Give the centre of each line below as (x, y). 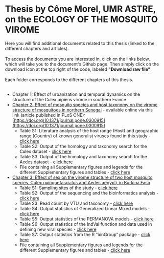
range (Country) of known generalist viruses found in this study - (85, 136)
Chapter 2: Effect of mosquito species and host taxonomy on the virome (85, 105)
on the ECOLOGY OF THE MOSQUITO (82, 19)
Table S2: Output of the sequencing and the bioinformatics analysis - (89, 193)
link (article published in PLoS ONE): (49, 115)
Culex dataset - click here (46, 151)
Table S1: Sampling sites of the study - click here (69, 188)
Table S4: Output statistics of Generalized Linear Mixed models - (85, 208)
